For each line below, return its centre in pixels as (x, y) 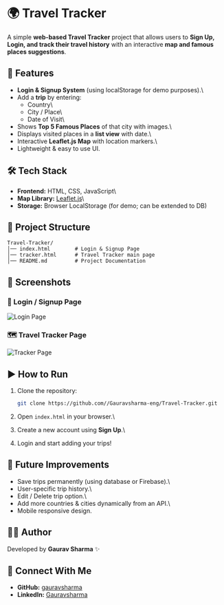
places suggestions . (37, 52)
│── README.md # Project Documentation (77, 261)
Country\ (40, 105)
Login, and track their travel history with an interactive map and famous (111, 44)
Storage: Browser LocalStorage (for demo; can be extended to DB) (112, 205)
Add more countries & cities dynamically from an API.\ (93, 503)
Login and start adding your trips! (64, 443)
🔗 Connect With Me (49, 571)
